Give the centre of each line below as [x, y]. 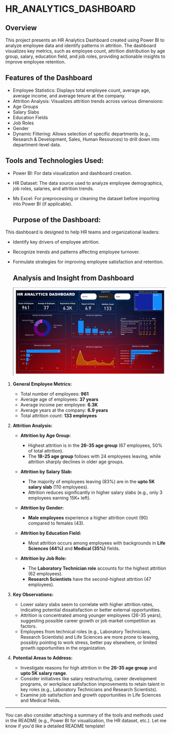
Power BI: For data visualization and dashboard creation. [72, 173]
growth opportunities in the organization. [63, 647]
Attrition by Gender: [42, 508]
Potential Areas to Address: [42, 658]
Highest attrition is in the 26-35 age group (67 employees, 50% [95, 445]
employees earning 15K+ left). [59, 498]
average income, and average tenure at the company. [69, 96]
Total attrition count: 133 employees [59, 416]
